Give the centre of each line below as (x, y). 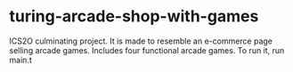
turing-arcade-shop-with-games (134, 16)
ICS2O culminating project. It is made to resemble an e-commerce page (141, 41)
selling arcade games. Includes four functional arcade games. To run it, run (147, 50)
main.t (21, 60)
